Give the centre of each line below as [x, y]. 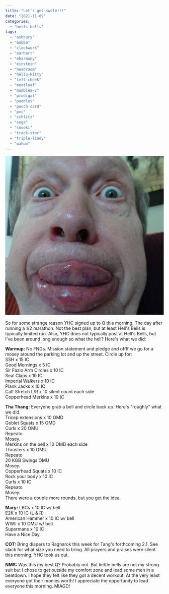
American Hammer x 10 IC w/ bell [40, 518]
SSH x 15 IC [17, 359]
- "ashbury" [22, 37]
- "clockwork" [24, 48]
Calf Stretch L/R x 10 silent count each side [50, 391]
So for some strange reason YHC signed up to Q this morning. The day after [84, 323]
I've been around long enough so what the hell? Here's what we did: [76, 339]
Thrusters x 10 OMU [26, 449]
